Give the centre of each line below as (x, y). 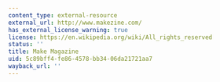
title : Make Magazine (44, 52)
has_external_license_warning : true (68, 30)
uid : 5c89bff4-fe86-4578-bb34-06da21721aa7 (81, 59)
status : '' (26, 45)
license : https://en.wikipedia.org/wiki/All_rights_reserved (110, 37)
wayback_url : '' (35, 66)
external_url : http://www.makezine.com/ (75, 23)
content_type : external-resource (63, 15)
